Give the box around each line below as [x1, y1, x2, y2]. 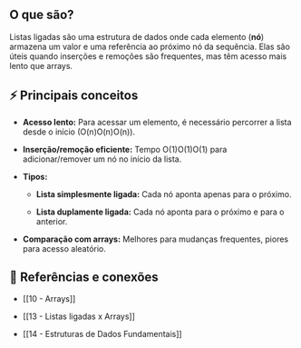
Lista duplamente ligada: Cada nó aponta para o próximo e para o [35, 206, 285, 217]
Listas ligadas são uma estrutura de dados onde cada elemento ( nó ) [9, 31, 265, 42]
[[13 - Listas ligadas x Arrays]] [22, 311, 136, 322]
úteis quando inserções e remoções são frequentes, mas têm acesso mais [9, 50, 287, 62]
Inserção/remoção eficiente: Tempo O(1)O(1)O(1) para [22, 144, 228, 154]
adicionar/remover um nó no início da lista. [22, 154, 182, 164]
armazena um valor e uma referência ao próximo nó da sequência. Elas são [9, 41, 290, 52]
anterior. [35, 215, 68, 226]
